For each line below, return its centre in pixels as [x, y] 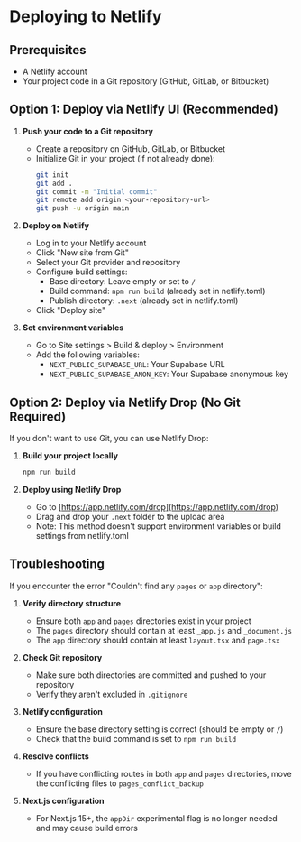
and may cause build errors [87, 828]
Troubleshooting [57, 564]
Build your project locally [70, 456]
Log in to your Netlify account [91, 243]
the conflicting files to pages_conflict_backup [120, 783]
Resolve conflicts [56, 756]
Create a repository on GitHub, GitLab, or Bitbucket [131, 148]
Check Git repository [62, 657]
